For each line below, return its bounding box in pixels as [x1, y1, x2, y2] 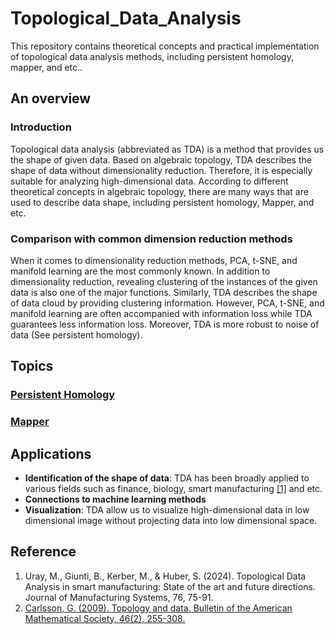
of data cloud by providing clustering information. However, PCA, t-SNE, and [10, 297, 325, 309]
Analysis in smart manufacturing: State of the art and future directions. [24, 580, 316, 592]
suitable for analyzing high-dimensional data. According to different [10, 175, 289, 187]
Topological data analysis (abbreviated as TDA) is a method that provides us [10, 143, 325, 155]
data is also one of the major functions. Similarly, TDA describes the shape [10, 286, 318, 298]
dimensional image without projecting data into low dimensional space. [24, 514, 318, 526]
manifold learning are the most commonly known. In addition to [10, 265, 271, 277]
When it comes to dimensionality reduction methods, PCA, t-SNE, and [10, 254, 298, 266]
